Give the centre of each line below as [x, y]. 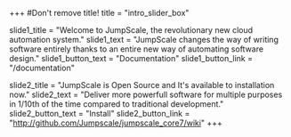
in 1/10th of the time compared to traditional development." [117, 104]
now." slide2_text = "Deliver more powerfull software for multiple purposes [146, 94]
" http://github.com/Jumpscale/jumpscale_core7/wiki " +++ [116, 123]
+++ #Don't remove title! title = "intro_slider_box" [99, 13]
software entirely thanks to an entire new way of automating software [137, 49]
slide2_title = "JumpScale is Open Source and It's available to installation [142, 85]
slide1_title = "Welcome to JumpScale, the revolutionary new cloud [131, 30]
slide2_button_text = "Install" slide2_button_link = [100, 113]
